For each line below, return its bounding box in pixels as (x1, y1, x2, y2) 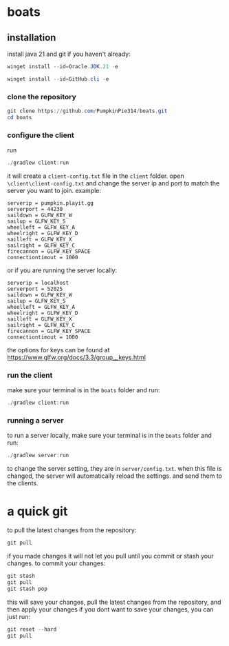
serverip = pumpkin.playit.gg (7, 199, 94, 207)
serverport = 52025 (7, 285, 63, 292)
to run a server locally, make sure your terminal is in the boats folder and (7, 432, 212, 440)
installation (7, 32, 56, 43)
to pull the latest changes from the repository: (7, 526, 137, 534)
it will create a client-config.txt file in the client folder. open (7, 172, 184, 180)
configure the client (7, 130, 74, 140)
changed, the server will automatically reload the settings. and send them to (7, 472, 222, 480)
